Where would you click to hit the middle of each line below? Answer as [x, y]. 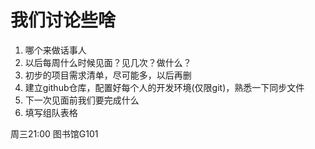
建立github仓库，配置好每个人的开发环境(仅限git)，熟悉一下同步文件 [164, 87]
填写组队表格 [51, 112]
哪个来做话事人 [55, 50]
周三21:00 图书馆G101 [54, 133]
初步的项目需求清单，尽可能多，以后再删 [108, 75]
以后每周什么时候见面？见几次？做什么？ [108, 62]
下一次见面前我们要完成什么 [82, 100]
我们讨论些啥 [63, 20]
